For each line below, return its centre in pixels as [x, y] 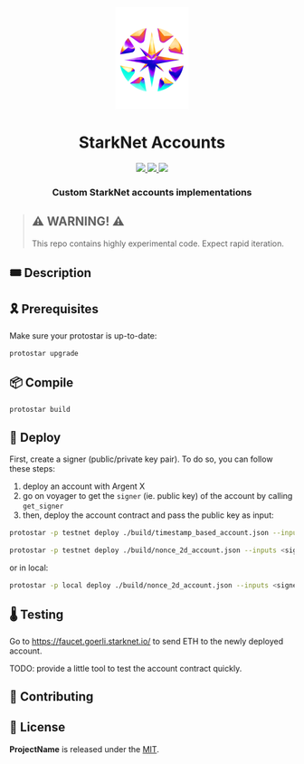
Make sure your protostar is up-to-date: [83, 335]
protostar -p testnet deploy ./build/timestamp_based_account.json [139, 533]
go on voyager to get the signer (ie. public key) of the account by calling [157, 496]
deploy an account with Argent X [84, 486]
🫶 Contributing [52, 697]
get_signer [43, 506]
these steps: [33, 469]
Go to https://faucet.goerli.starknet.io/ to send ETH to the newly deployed [146, 641]
